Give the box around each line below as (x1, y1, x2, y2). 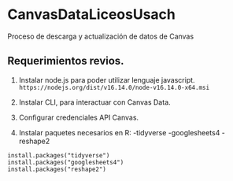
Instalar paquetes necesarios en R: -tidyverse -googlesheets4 (18, 127, 220, 137)
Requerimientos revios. (7, 54, 124, 68)
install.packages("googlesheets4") (7, 158, 124, 166)
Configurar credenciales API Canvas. (18, 113, 139, 122)
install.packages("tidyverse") (7, 151, 110, 159)
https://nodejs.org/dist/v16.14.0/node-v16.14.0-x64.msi (18, 83, 210, 91)
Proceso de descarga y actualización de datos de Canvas (7, 31, 194, 41)
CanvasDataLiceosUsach (7, 6, 176, 24)
